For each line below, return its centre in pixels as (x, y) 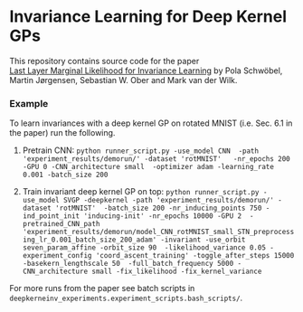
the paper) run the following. (62, 133)
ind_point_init (51, 216)
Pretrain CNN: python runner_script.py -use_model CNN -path (141, 150)
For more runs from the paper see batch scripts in (102, 288)
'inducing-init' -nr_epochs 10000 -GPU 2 (163, 216)
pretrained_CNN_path (61, 224)
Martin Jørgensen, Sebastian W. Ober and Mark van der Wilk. (123, 80)
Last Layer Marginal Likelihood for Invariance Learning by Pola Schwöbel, (146, 71)
